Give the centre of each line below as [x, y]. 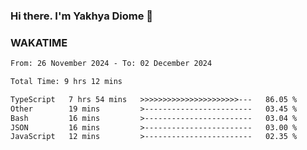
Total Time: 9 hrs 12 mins [66, 82]
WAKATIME [39, 42]
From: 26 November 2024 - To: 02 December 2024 [111, 64]
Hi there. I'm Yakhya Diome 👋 [82, 16]
